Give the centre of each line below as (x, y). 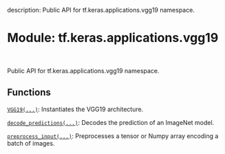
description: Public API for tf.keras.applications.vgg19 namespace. (101, 10)
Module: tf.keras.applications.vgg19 (113, 38)
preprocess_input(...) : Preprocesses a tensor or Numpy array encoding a (113, 136)
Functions (29, 93)
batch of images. (31, 143)
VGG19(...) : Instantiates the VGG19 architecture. (75, 109)
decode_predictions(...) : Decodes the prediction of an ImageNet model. (111, 122)
